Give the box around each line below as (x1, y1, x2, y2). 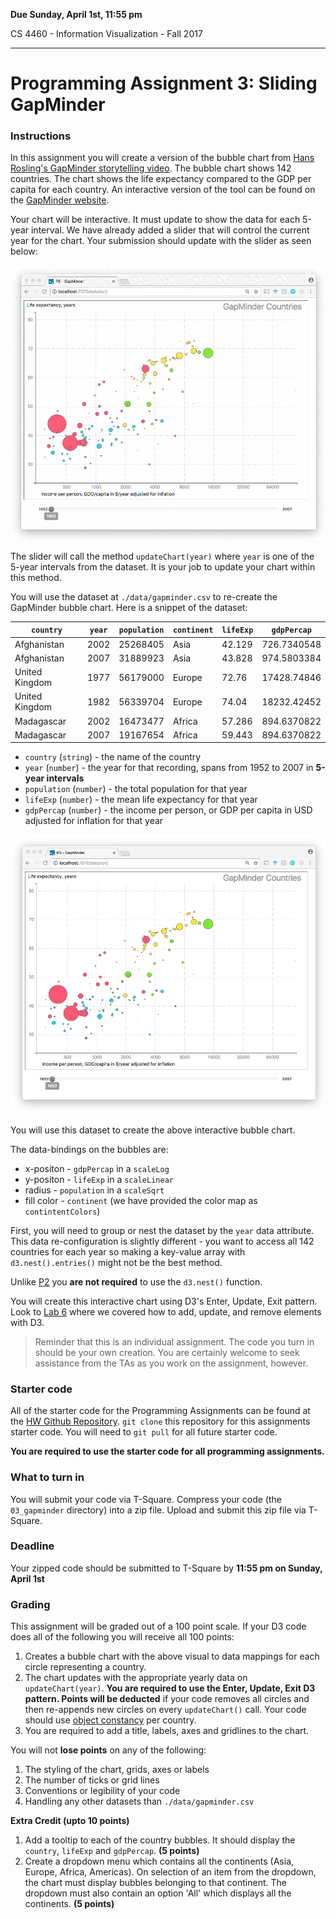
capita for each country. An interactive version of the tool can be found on (10, 184, 316, 196)
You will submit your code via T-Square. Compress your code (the (10, 1493, 282, 1505)
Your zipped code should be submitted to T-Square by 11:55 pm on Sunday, (10, 1562, 323, 1574)
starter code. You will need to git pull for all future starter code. (10, 1426, 278, 1438)
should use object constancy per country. (24, 1714, 197, 1726)
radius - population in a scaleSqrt (24, 1184, 165, 1196)
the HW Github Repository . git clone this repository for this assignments (10, 1415, 311, 1428)
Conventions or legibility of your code (24, 1785, 181, 1797)
